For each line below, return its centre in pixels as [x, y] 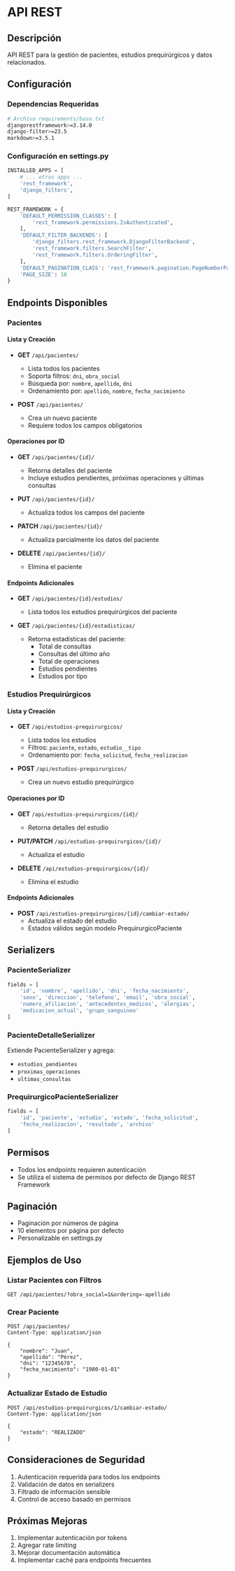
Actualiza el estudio [56, 854]
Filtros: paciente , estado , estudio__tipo [84, 748]
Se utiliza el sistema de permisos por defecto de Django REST [106, 1177]
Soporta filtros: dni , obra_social [74, 376]
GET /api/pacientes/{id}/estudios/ [70, 599]
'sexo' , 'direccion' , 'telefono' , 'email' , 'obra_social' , [108, 998]
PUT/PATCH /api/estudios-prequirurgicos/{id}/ [89, 841]
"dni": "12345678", [48, 1363]
